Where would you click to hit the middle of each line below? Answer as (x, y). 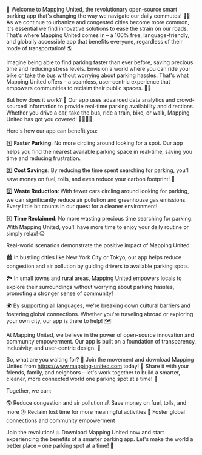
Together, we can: (29, 390)
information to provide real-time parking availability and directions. (111, 106)
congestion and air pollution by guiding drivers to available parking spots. (98, 266)
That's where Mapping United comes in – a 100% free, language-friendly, (98, 35)
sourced (17, 106)
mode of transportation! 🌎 (39, 48)
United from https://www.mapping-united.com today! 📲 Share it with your (98, 366)
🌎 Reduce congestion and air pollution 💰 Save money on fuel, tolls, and (96, 403)
